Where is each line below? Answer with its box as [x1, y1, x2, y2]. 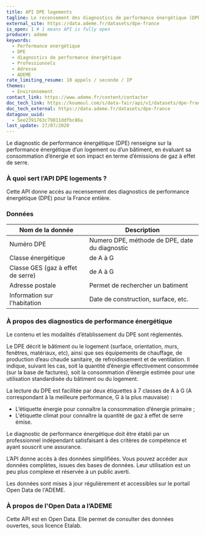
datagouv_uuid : [6, 111, 45, 117]
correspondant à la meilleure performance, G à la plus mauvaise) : [6, 394, 173, 401]
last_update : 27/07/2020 [6, 123, 70, 129]
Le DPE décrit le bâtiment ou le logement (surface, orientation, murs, [6, 343, 179, 350]
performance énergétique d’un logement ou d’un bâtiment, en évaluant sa [6, 146, 192, 153]
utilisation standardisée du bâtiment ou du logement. [6, 375, 138, 383]
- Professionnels [12, 60, 56, 66]
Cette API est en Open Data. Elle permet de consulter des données [6, 515, 174, 523]
